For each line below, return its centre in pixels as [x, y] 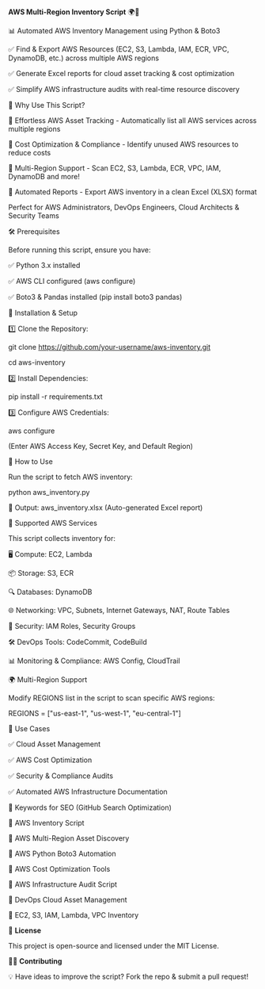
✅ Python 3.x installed [44, 265]
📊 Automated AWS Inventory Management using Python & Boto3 [114, 31]
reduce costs [30, 153]
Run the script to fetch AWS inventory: [70, 477]
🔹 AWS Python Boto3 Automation [62, 853]
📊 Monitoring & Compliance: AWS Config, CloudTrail [94, 661]
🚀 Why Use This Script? [47, 105]
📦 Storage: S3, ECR [41, 573]
